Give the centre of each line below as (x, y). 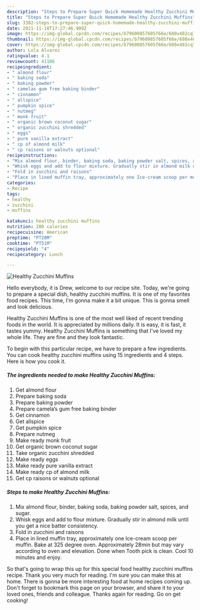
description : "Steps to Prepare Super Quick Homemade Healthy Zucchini (97, 12)
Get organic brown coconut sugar (57, 447)
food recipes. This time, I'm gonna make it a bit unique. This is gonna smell (98, 301)
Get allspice (30, 422)
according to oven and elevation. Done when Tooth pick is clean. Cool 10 (104, 551)
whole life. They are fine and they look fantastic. (66, 337)
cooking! (18, 600)
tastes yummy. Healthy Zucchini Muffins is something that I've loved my (95, 331)
